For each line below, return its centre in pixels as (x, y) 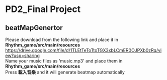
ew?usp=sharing (23, 55)
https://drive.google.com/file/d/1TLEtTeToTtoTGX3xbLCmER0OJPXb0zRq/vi (83, 50)
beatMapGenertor (34, 28)
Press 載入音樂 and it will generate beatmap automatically (65, 72)
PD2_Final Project (43, 9)
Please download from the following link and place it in (62, 39)
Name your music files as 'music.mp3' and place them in (64, 61)
